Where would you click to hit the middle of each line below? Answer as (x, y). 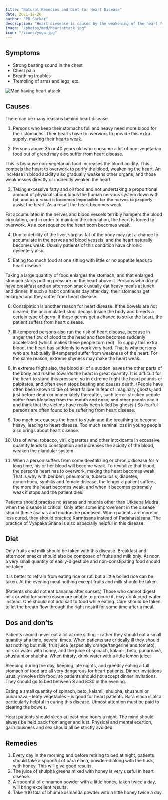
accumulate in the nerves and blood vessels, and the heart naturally (83, 240)
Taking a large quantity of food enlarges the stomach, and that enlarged (79, 275)
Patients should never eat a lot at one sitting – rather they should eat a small (84, 635)
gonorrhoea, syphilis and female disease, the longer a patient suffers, (84, 481)
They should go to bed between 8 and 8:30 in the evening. (66, 682)
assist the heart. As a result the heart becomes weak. (68, 204)
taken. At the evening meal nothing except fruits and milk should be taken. (82, 582)
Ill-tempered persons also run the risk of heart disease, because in (81, 332)
